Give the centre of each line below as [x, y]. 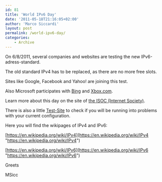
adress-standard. [23, 62]
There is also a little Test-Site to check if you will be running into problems [81, 110]
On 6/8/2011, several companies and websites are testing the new [73, 56]
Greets [12, 165]
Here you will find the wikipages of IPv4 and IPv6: [56, 125]
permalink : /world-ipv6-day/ [35, 33]
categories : [17, 38]
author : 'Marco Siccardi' [32, 24]
